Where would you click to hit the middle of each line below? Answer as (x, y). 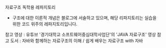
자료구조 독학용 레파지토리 (30, 7)
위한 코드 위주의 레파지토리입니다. (45, 24)
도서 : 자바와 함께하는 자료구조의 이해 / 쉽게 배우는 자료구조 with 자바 (77, 41)
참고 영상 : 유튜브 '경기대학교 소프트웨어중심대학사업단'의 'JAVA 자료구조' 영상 (81, 34)
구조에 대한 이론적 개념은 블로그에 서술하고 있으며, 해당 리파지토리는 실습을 (84, 18)
